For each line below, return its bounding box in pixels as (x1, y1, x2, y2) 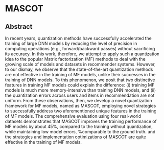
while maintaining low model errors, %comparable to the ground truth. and (5, 129, 156, 134)
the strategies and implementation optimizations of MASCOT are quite (5, 134, 146, 140)
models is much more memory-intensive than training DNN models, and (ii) (5, 87, 156, 93)
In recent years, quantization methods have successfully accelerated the (5, 35, 152, 41)
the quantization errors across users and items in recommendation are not (5, 92, 155, 98)
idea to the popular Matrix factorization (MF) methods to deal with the (5, 56, 146, 62)
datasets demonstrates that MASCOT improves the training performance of (5, 118, 157, 124)
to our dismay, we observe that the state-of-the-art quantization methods (5, 66, 153, 72)
